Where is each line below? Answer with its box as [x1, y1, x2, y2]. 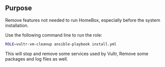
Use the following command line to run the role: [5, 32, 102, 38]
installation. [5, 22, 29, 28]
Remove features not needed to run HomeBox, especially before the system [5, 17, 161, 23]
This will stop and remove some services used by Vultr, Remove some [5, 51, 149, 57]
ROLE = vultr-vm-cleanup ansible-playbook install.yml [5, 42, 117, 47]
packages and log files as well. [5, 56, 68, 62]
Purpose [5, 4, 32, 12]
